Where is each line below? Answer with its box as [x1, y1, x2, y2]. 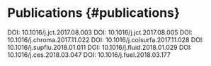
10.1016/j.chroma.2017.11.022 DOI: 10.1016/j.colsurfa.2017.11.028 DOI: [7, 35, 204, 44]
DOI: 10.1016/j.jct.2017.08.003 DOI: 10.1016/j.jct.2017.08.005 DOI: [7, 28, 193, 37]
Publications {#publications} [7, 5, 181, 21]
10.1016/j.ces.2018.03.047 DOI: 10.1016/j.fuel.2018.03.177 [7, 51, 171, 59]
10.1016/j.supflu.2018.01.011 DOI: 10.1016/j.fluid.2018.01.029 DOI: [7, 43, 193, 51]
